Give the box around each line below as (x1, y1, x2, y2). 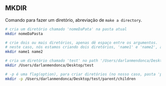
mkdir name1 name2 (5, 49, 43, 54)
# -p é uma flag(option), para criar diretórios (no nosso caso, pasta (5, 72, 156, 77)
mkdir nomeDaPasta (5, 31, 43, 36)
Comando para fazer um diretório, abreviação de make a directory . (5, 17, 142, 23)
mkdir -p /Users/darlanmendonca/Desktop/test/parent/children (5, 76, 136, 81)
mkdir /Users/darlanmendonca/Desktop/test (5, 63, 94, 68)
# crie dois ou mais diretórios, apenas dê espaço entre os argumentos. (5, 40, 158, 45)
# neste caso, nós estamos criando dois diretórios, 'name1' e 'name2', (5, 44, 158, 50)
